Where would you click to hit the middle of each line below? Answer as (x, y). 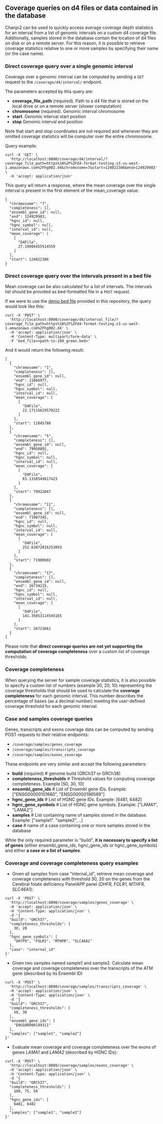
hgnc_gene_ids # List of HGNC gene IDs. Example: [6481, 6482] (77, 799)
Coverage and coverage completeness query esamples (72, 863)
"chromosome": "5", (34, 436)
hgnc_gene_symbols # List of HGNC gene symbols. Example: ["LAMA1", (85, 805)
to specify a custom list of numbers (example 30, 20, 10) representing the (79, 685)
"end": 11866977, (31, 381)
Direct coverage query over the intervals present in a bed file (78, 276)
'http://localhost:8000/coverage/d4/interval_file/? (64, 320)
